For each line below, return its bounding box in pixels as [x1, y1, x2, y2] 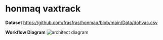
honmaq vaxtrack [5, 3, 81, 14]
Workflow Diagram [5, 29, 46, 35]
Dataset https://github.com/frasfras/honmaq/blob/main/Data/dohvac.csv [5, 19, 158, 25]
